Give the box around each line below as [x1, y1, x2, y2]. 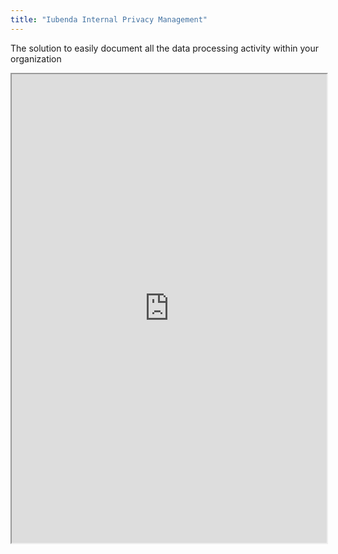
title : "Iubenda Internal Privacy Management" [10, 14, 208, 25]
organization [10, 52, 62, 65]
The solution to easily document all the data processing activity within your [10, 42, 320, 54]
